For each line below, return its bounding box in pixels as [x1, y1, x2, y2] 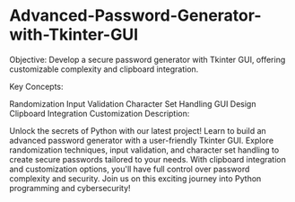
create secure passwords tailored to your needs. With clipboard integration [9, 154, 287, 164]
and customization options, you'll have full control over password [9, 163, 250, 174]
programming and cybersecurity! [9, 182, 132, 193]
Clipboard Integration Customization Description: [9, 108, 190, 119]
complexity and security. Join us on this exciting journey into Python [9, 172, 262, 184]
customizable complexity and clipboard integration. [9, 64, 199, 75]
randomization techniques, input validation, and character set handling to [9, 145, 280, 155]
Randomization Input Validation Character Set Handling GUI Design [9, 98, 256, 109]
